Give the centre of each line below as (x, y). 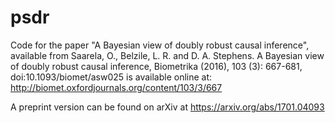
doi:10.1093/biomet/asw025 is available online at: (111, 77)
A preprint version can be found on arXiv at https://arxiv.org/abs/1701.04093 (167, 107)
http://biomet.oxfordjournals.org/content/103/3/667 (116, 87)
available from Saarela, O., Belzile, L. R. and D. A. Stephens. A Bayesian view (167, 55)
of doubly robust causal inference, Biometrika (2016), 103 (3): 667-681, (156, 66)
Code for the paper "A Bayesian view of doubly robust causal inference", (160, 45)
